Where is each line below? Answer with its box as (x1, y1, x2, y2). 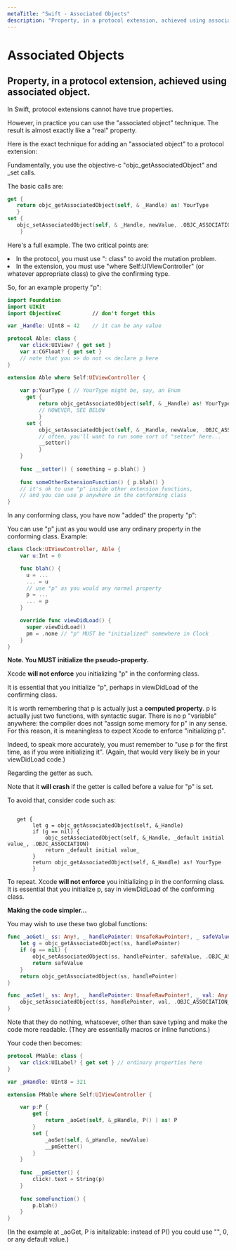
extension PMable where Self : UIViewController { (7, 1091, 152, 1098)
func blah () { (20, 564, 61, 572)
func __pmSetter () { (20, 1169, 80, 1176)
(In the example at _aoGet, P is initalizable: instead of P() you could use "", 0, (7, 1227, 229, 1236)
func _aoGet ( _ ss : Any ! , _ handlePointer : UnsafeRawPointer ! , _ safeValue (7, 933, 231, 940)
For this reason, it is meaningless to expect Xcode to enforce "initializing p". (7, 726, 226, 736)
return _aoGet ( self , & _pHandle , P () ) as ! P (44, 1117, 178, 1124)
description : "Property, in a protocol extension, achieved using (7, 17, 206, 24)
